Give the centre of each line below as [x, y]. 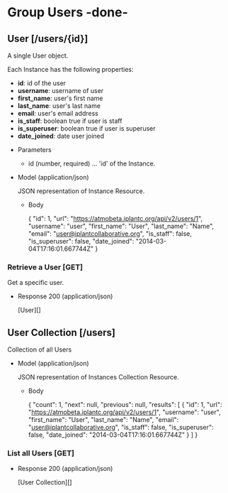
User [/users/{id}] [48, 39]
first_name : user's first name [60, 98]
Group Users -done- [68, 12]
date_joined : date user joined [61, 136]
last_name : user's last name [59, 106]
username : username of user [61, 91]
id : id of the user [41, 83]
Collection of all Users [40, 350]
